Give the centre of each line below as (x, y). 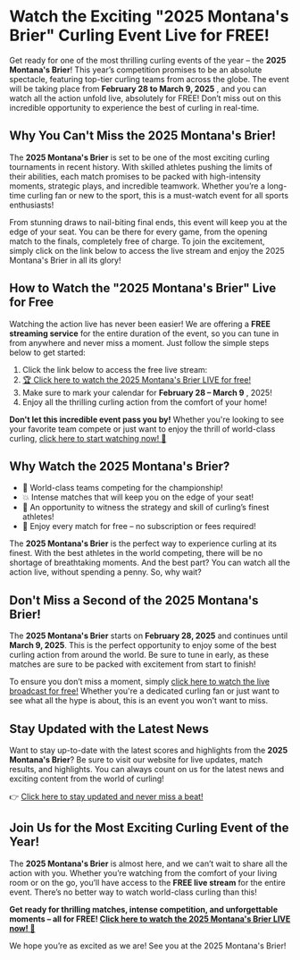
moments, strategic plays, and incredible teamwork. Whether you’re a (137, 186)
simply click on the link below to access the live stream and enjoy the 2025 (147, 250)
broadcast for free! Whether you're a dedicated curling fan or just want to (144, 691)
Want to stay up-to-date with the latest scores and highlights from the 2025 (149, 750)
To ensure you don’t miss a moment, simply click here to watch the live (140, 682)
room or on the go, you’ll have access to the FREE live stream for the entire (147, 882)
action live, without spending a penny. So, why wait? (106, 572)
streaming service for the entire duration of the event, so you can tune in (144, 333)
